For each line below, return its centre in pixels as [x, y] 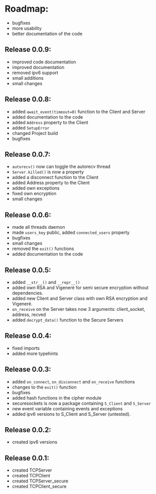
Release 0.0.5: [28, 270]
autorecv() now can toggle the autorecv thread [61, 167]
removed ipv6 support [35, 73]
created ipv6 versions [35, 442]
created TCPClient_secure [39, 486]
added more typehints [35, 354]
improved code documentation [44, 62]
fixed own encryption [34, 194]
